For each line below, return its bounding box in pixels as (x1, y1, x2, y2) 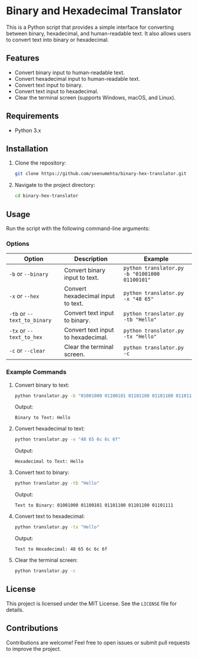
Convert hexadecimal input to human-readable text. (14, 75, 140, 82)
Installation (6, 143, 48, 154)
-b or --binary (9, 270, 49, 278)
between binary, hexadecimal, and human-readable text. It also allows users (6, 29, 192, 37)
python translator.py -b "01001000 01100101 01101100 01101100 (14, 393, 174, 399)
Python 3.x (14, 127, 41, 134)
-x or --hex (9, 292, 39, 300)
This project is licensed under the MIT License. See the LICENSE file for (6, 600, 177, 607)
